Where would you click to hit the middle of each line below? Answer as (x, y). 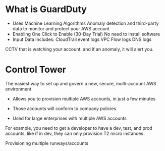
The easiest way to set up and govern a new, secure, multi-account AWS (81, 83)
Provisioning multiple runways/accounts (47, 143)
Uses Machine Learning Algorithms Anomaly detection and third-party (86, 23)
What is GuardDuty (46, 9)
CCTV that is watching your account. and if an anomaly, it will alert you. (79, 49)
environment (18, 89)
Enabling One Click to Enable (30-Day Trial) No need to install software (86, 34)
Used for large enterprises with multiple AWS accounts (70, 118)
